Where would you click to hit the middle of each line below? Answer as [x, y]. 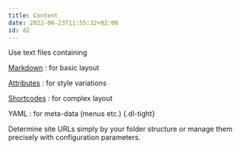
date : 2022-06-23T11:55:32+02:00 [63, 23]
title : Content [33, 15]
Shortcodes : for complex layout [61, 99]
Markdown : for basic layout [54, 68]
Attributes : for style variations [57, 83]
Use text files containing [48, 53]
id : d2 [19, 30]
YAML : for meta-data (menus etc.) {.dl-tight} [82, 114]
